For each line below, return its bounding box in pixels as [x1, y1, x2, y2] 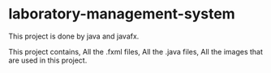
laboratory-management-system [8, 5, 235, 23]
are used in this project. [8, 55, 88, 65]
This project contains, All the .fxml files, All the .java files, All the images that [8, 47, 264, 56]
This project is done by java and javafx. [8, 31, 140, 41]
